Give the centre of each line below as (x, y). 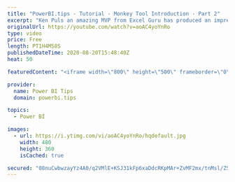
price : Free (24, 40)
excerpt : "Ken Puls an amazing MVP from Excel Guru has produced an (109, 20)
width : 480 (36, 142)
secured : (20, 168)
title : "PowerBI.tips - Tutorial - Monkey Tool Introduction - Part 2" (114, 14)
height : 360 (37, 149)
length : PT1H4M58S (34, 46)
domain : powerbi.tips (45, 98)
